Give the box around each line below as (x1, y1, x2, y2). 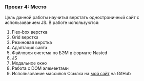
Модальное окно (11, 60, 47, 66)
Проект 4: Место (4, 3, 47, 10)
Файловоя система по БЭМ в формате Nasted (11, 50, 108, 56)
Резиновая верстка (11, 40, 52, 45)
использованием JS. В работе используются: (4, 20, 100, 25)
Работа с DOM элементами (11, 65, 69, 71)
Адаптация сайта (11, 45, 47, 51)
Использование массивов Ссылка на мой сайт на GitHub (11, 71, 131, 77)
